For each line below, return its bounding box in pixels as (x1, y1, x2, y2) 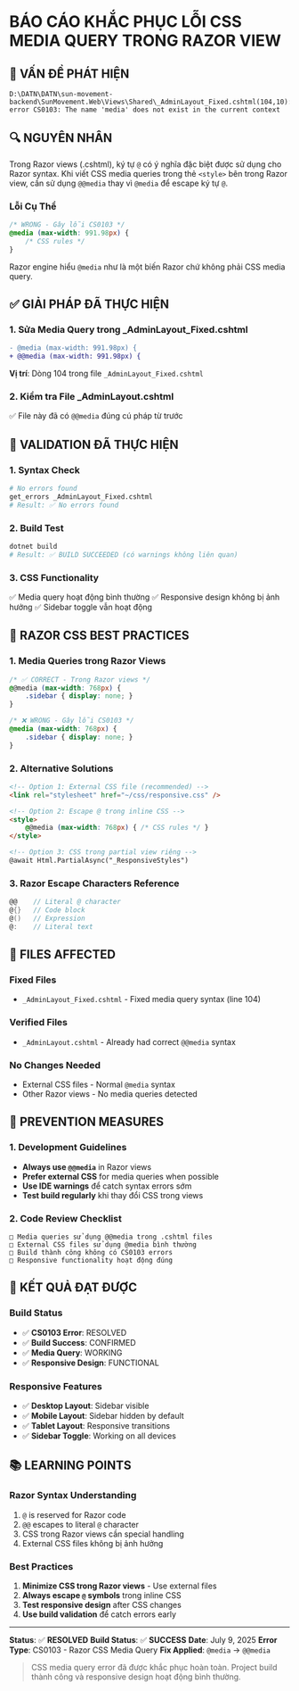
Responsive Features (9, 1380, 102, 1392)
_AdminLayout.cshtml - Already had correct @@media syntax (21, 1036, 236, 1047)
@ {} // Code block (9, 906, 86, 915)
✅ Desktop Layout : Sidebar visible (21, 1400, 149, 1412)
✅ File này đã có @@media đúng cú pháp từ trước (9, 410, 184, 421)
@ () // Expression (9, 914, 86, 924)
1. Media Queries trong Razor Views (9, 655, 166, 667)
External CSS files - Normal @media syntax (21, 1079, 176, 1090)
